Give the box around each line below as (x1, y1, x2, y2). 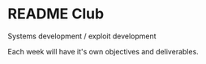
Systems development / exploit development (7, 31, 157, 41)
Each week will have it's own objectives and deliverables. (7, 46, 200, 56)
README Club (7, 5, 105, 23)
